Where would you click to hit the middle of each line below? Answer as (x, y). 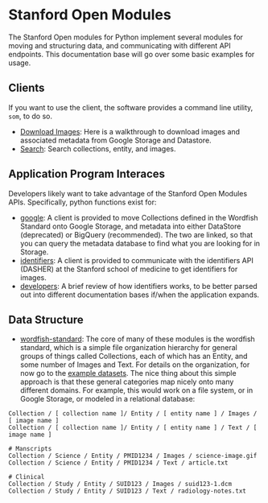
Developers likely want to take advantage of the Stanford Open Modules (128, 193)
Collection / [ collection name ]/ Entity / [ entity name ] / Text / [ (133, 428)
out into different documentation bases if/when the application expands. (140, 295)
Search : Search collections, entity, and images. (98, 148)
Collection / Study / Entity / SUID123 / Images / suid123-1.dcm (120, 484)
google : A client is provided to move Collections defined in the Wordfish (139, 217)
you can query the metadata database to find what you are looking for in (140, 243)
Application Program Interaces (87, 174)
